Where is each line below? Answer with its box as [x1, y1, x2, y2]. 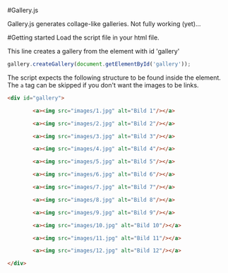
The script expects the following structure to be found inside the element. [7, 73, 221, 82]
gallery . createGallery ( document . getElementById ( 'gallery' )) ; [7, 61, 191, 68]
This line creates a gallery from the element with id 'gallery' [7, 47, 180, 55]
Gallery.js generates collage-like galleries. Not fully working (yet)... [7, 20, 201, 28]
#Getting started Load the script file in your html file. [7, 33, 160, 42]
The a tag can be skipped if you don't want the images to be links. [7, 80, 199, 89]
